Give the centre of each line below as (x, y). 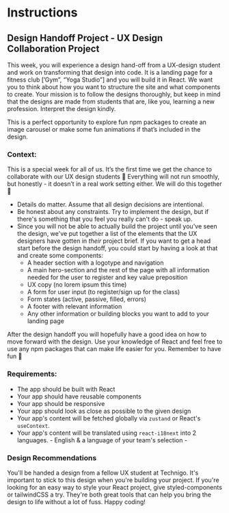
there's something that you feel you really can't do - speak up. (105, 219)
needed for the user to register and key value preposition (107, 277)
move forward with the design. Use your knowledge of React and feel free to (115, 342)
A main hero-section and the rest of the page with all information (118, 270)
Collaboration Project (53, 48)
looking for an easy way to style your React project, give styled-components (114, 487)
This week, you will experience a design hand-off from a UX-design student (114, 65)
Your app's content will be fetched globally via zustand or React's (109, 418)
